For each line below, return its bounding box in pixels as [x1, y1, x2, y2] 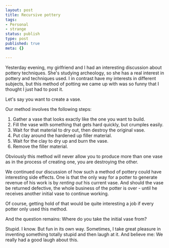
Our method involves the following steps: [5, 106, 92, 112]
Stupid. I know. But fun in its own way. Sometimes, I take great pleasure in [5, 225, 161, 232]
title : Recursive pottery [5, 12, 60, 17]
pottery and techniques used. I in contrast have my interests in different [5, 75, 156, 81]
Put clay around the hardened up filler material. [12, 132, 112, 139]
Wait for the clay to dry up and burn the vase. [12, 138, 109, 144]
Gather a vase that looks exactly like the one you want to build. [12, 116, 145, 122]
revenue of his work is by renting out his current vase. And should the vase [5, 179, 164, 185]
